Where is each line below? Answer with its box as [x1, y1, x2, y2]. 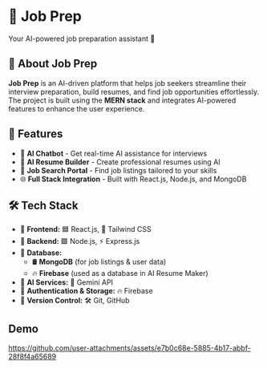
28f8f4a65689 [8, 352, 57, 362]
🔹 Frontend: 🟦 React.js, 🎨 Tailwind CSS [19, 225, 152, 234]
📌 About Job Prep [8, 57, 98, 71]
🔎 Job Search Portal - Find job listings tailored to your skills [19, 165, 217, 175]
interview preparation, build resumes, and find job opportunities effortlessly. [8, 87, 260, 96]
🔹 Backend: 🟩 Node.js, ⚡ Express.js [19, 237, 140, 246]
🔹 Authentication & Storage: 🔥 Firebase [19, 286, 154, 296]
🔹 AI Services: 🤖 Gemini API [19, 278, 114, 287]
